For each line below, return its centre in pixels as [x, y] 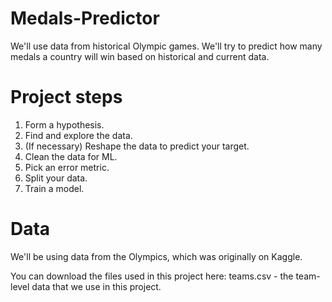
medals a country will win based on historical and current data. [140, 56]
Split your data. [56, 178]
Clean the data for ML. [71, 156]
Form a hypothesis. [64, 124]
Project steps [66, 97]
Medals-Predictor [85, 18]
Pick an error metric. [67, 167]
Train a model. [54, 188]
